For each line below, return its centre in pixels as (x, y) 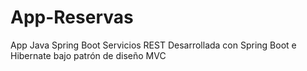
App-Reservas (72, 17)
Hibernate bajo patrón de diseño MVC (88, 55)
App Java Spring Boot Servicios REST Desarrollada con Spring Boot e (153, 45)
